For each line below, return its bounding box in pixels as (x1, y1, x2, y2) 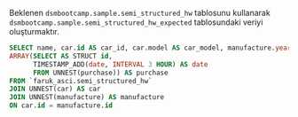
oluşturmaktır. (9, 27, 60, 36)
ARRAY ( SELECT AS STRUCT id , (9, 51, 114, 60)
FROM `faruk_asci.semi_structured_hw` (9, 76, 153, 85)
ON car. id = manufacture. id (9, 101, 114, 110)
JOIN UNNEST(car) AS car (9, 84, 101, 94)
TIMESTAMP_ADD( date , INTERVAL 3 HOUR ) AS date (32, 59, 208, 69)
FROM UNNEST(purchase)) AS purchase (32, 68, 169, 77)
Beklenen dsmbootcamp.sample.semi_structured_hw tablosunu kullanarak (9, 8, 271, 18)
